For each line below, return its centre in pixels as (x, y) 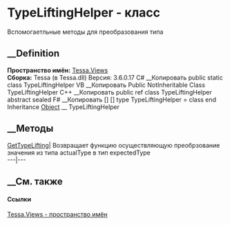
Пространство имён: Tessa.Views (58, 70)
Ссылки (19, 199)
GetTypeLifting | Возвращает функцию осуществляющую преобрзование (114, 145)
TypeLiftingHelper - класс (84, 13)
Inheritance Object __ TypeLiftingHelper (63, 107)
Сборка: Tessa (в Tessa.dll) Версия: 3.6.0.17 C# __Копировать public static (115, 77)
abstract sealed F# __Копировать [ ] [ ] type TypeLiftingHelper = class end (112, 99)
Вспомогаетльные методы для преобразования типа (85, 32)
